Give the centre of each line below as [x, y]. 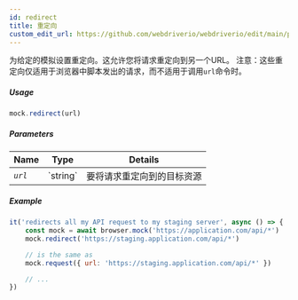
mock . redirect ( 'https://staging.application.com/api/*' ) [133, 239]
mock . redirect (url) [45, 114]
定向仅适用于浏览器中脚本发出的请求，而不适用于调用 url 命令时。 [128, 71]
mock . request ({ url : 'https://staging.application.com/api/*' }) [149, 263]
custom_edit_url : [41, 34]
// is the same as [59, 255]
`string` [63, 176]
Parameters [31, 133]
